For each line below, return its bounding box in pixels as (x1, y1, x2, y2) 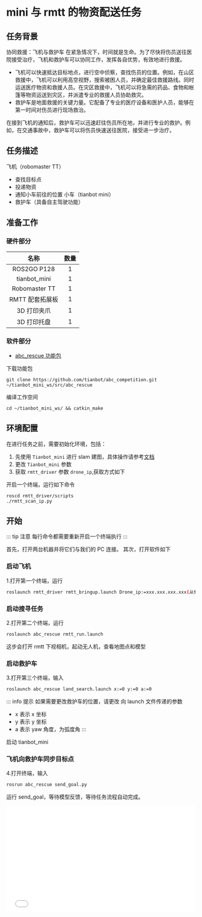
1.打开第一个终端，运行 (6, 577, 63, 584)
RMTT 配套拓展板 (9, 295, 58, 304)
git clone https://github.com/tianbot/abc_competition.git (6, 376, 158, 382)
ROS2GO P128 (12, 265, 55, 273)
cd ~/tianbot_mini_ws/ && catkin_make (6, 405, 103, 411)
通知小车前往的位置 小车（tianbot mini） (14, 191, 114, 198)
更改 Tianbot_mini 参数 (14, 461, 72, 468)
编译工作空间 (6, 393, 38, 400)
